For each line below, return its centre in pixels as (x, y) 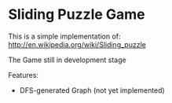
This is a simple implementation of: (64, 36)
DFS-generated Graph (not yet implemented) (92, 90)
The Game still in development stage (68, 60)
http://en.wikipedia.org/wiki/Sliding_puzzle (77, 44)
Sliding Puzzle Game (77, 15)
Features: (24, 75)
